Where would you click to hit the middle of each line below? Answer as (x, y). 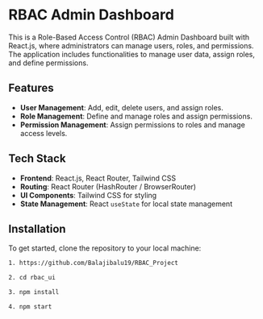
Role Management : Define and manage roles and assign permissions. (136, 116)
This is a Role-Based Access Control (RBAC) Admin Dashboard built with (129, 37)
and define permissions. (48, 63)
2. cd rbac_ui (32, 278)
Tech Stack (37, 159)
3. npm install (34, 292)
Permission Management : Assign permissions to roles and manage (133, 124)
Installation (37, 228)
